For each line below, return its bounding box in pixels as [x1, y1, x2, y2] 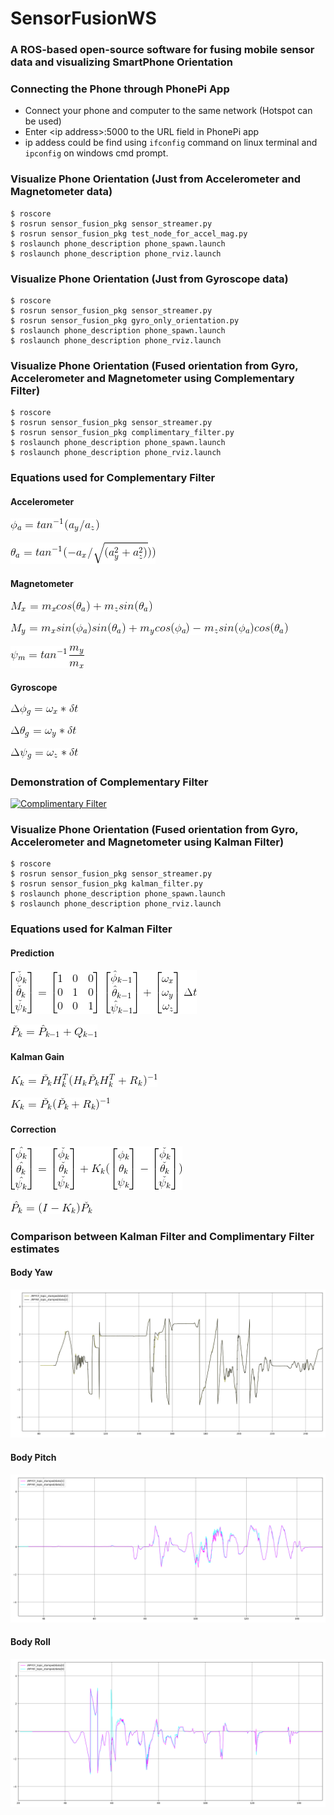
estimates [10, 1242, 60, 1256]
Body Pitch [10, 1451, 57, 1463]
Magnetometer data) [10, 185, 113, 199]
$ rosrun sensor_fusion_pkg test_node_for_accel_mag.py [10, 228, 248, 239]
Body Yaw [10, 1267, 53, 1279]
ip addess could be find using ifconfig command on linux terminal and [24, 137, 318, 149]
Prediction [10, 947, 55, 959]
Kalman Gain [10, 1051, 65, 1063]
